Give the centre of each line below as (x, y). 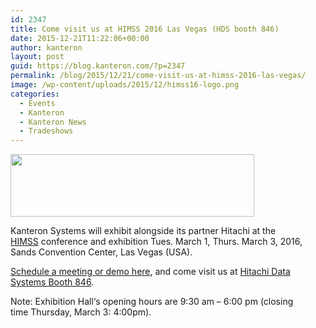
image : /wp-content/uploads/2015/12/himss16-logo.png (125, 85)
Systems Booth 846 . (52, 282)
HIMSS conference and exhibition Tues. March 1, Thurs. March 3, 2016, (156, 242)
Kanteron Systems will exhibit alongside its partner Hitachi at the (143, 231)
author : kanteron (46, 47)
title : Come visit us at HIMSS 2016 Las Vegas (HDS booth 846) (145, 29)
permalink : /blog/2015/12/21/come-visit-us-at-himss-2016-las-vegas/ (158, 76)
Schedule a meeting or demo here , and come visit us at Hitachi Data (150, 272)
